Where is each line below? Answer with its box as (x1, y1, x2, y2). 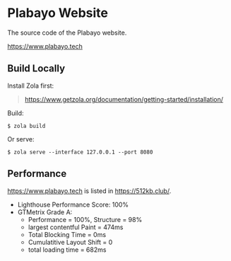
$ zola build (7, 122, 46, 129)
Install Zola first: (7, 81, 54, 90)
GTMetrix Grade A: (17, 207, 73, 216)
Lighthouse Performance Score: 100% (17, 200, 129, 209)
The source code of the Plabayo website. (7, 28, 127, 37)
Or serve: (7, 134, 35, 143)
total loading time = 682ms (28, 245, 107, 254)
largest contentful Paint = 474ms (28, 223, 124, 231)
